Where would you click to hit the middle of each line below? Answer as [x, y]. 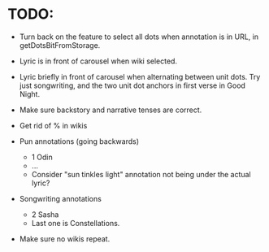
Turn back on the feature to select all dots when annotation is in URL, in [139, 37]
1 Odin [42, 157]
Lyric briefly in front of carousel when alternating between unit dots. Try [140, 76]
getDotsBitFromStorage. [60, 45]
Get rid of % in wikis [53, 125]
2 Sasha [45, 214]
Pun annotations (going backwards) [79, 141]
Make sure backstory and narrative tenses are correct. [111, 110]
